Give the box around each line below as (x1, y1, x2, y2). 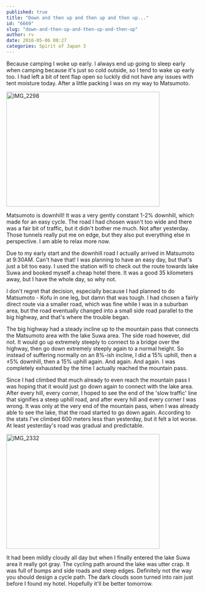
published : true (6, 9, 48, 15)
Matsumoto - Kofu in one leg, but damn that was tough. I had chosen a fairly (6, 293, 199, 301)
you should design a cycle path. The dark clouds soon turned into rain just (6, 573, 194, 581)
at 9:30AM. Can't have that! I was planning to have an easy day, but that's (6, 255, 193, 263)
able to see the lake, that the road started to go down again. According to (6, 409, 191, 416)
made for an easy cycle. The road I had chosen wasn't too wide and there (6, 218, 192, 225)
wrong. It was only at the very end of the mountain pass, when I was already (6, 402, 199, 409)
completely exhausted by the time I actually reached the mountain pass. (6, 364, 188, 371)
